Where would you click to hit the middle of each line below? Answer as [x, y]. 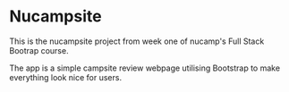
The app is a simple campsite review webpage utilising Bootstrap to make [144, 68]
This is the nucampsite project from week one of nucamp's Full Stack [137, 41]
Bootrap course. [39, 50]
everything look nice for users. [66, 77]
